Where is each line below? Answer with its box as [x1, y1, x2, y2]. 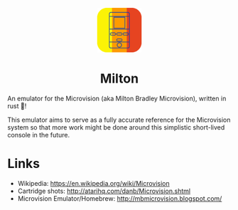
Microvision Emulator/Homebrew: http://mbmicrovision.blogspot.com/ [17, 194, 222, 203]
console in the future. [7, 130, 70, 139]
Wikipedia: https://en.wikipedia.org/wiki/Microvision [17, 179, 171, 187]
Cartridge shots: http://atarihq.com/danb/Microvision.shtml [17, 187, 190, 195]
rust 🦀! [7, 101, 27, 110]
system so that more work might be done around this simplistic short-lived [7, 122, 225, 132]
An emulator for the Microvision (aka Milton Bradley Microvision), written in [7, 94, 227, 103]
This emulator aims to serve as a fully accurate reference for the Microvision [7, 115, 231, 124]
